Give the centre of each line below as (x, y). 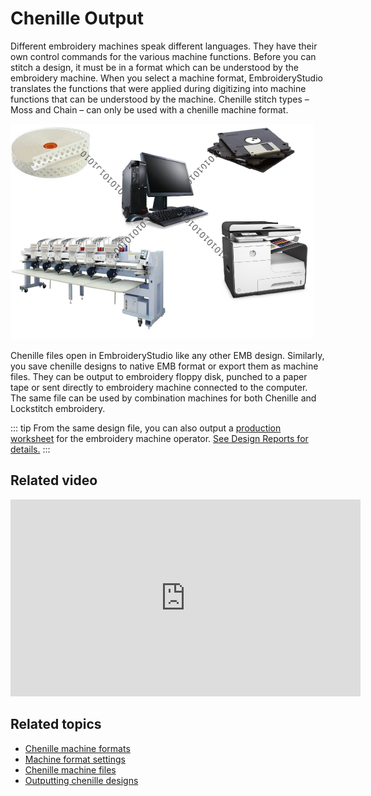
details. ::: (30, 449)
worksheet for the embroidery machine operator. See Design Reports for (159, 438)
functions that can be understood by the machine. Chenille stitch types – (160, 99)
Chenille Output (77, 18)
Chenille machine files (70, 769)
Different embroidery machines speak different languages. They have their (164, 46)
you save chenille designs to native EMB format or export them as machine (164, 366)
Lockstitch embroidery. (58, 408)
